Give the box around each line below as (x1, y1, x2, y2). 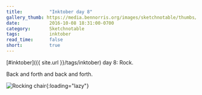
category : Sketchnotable (6, 25, 85, 32)
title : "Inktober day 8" (6, 8, 93, 15)
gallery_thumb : (6, 14, 44, 20)
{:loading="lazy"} (46, 82, 89, 89)
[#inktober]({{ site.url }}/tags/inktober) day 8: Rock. (6, 58, 134, 66)
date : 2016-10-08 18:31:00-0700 (6, 20, 114, 26)
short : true (6, 43, 61, 49)
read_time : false (6, 37, 63, 43)
